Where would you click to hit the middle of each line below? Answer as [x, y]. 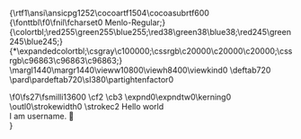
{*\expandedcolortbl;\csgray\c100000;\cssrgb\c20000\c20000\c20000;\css [151, 51]
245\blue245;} [36, 41]
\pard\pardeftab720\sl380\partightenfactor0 [91, 79]
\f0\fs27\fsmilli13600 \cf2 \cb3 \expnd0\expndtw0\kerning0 [120, 97]
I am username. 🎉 [42, 116]
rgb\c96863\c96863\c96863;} [66, 61]
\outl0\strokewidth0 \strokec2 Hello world [87, 106]
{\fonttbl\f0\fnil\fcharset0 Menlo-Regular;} [88, 22]
